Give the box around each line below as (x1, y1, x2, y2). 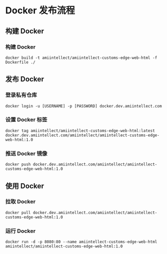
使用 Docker (5, 181, 45, 190)
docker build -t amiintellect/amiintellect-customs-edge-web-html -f (5, 55, 158, 60)
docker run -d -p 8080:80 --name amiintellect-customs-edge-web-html (5, 239, 158, 245)
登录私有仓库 (5, 92, 38, 99)
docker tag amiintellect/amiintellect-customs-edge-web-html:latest (5, 128, 155, 133)
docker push (5, 162, 31, 167)
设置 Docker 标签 (5, 116, 48, 123)
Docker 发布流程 (5, 5, 76, 16)
